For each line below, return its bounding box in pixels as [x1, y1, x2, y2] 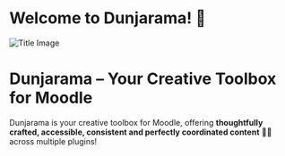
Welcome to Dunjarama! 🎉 [9, 8, 206, 29]
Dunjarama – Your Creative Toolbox [9, 69, 277, 89]
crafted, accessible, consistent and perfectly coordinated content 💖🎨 [9, 127, 272, 137]
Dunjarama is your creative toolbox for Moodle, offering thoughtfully [9, 117, 263, 127]
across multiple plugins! [9, 135, 98, 146]
